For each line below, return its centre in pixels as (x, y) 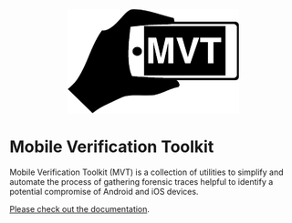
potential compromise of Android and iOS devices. (104, 192)
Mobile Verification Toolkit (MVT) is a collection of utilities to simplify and (147, 172)
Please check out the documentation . (80, 209)
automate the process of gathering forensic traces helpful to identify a (141, 182)
